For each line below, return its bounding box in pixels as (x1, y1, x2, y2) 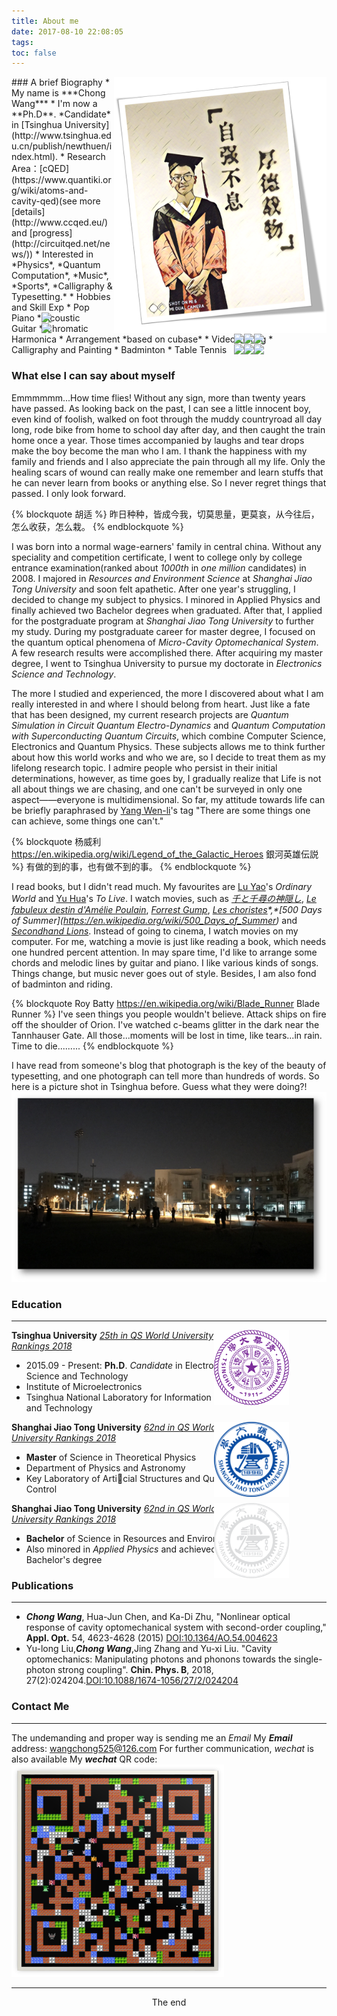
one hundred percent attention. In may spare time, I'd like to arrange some (11, 946, 318, 958)
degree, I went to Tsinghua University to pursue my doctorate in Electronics (11, 657, 323, 669)
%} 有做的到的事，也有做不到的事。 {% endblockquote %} (11, 860, 252, 872)
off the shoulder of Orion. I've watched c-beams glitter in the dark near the (11, 1018, 320, 1030)
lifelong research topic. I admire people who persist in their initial (11, 761, 278, 774)
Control (25, 1483, 58, 1495)
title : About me (11, 16, 79, 26)
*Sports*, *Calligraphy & (11, 280, 113, 292)
